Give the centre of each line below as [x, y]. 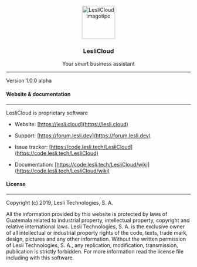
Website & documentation [38, 94]
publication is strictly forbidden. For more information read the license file [95, 251]
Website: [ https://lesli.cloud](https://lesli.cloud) [72, 124]
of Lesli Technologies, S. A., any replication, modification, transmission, [92, 245]
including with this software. [40, 258]
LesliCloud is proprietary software [47, 113]
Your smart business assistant [98, 64]
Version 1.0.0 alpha [29, 81]
